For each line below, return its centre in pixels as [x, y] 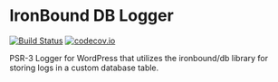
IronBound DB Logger [91, 16]
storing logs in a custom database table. [84, 68]
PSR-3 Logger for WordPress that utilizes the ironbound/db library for [139, 58]
